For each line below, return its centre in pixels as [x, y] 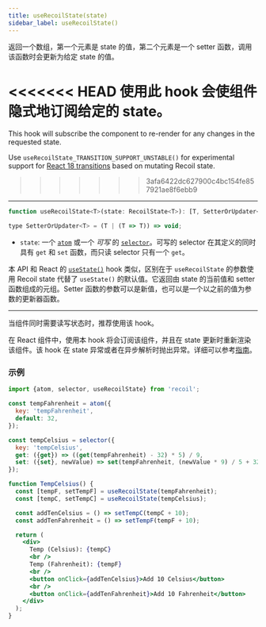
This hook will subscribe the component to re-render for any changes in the [132, 134]
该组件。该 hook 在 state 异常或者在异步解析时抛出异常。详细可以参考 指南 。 [133, 350]
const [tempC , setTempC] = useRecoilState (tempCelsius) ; [111, 498]
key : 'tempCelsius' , [49, 448]
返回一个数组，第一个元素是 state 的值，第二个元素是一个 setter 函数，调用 [130, 46]
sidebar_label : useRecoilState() [63, 23]
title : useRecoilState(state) [58, 15]
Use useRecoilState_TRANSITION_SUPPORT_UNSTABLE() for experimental [122, 158]
